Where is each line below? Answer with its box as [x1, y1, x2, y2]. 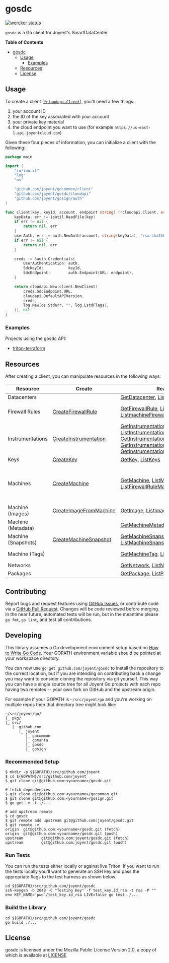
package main [5, 154, 33, 159]
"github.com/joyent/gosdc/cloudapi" [14, 191, 92, 196]
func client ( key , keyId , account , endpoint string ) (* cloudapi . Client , [5, 210, 158, 215]
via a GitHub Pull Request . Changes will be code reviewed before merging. [5, 605, 159, 612]
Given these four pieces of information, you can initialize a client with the [5, 139, 156, 145]
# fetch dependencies [5, 787, 51, 792]
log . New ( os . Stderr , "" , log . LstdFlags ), [23, 303, 109, 308]
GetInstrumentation [120, 423, 166, 430]
